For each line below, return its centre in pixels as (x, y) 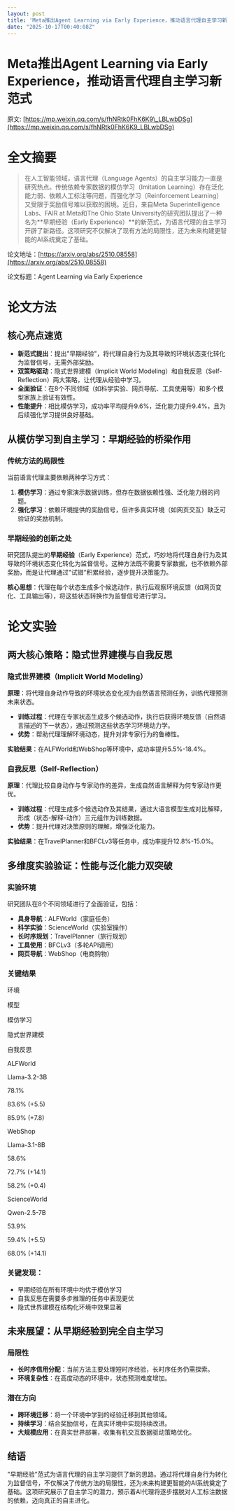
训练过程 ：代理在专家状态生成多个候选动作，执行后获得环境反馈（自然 (119, 717)
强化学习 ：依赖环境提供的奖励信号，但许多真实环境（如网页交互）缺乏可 (121, 509)
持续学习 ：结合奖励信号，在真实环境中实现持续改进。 (94, 1423)
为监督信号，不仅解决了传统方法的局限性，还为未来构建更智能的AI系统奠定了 (117, 1483)
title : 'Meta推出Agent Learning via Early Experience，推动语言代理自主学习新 (117, 20)
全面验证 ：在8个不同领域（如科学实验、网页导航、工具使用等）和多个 (117, 388)
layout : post (26, 14)
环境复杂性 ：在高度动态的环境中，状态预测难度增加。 (94, 1378)
